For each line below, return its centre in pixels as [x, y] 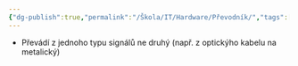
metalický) [41, 51]
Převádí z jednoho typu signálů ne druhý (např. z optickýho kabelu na [149, 42]
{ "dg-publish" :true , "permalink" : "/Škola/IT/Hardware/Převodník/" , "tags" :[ [150, 17]
